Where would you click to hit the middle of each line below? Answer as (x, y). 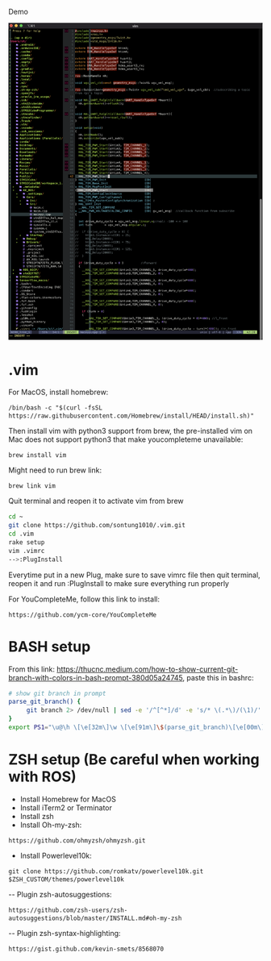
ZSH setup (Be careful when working (134, 760)
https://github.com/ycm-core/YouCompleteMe (83, 615)
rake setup (27, 542)
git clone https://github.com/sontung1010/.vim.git (97, 526)
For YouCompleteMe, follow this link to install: (84, 599)
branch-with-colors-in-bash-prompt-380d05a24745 (96, 677)
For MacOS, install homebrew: (58, 392)
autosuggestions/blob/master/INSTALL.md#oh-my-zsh (95, 918)
